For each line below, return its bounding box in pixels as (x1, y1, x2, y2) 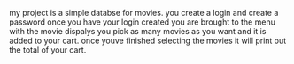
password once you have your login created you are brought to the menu (9, 17, 276, 27)
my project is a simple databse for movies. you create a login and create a (9, 8, 279, 18)
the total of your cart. (9, 45, 87, 55)
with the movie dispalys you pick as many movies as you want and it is (9, 26, 267, 36)
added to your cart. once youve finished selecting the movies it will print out (9, 35, 287, 46)
